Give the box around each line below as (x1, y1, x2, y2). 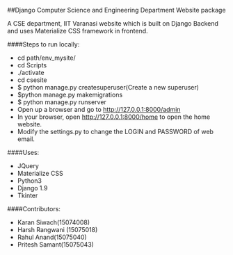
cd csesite (17, 76, 47, 84)
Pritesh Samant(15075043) (17, 240, 94, 249)
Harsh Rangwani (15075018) (17, 226, 98, 233)
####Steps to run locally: (7, 40, 80, 48)
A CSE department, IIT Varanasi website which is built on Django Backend (7, 19, 219, 27)
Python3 (17, 176, 42, 185)
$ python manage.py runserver (17, 98, 106, 106)
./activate (17, 69, 45, 76)
